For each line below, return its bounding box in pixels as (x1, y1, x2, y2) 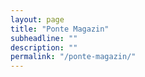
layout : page (10, 14, 65, 25)
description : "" (10, 42, 78, 53)
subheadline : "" (10, 33, 78, 43)
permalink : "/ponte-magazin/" (10, 52, 137, 62)
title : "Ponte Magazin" (10, 24, 110, 34)
